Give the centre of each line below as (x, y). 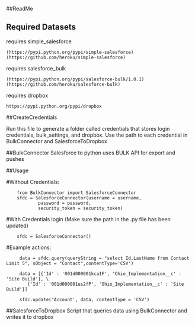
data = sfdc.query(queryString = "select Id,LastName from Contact (104, 258)
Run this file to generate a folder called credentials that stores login (88, 128)
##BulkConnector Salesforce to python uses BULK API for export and (91, 153)
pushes (15, 159)
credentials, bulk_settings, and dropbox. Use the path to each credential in (97, 135)
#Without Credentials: (33, 182)
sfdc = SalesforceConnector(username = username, (79, 198)
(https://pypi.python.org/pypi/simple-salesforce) (70, 52)
